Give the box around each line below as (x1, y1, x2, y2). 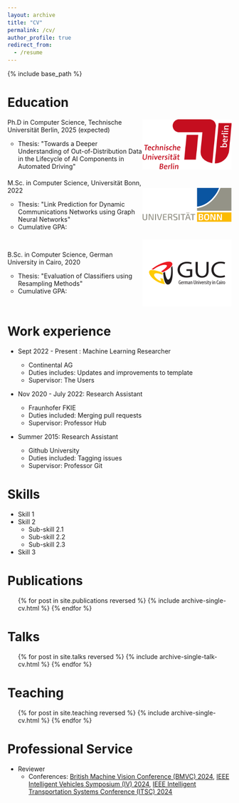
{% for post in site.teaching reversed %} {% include (17, 708, 170, 717)
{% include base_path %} (7, 70, 83, 78)
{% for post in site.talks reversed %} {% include (17, 652, 159, 660)
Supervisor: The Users (28, 375, 95, 384)
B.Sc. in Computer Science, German (7, 250, 113, 259)
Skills (7, 487, 41, 502)
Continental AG (28, 361, 73, 369)
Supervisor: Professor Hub (28, 418, 107, 427)
